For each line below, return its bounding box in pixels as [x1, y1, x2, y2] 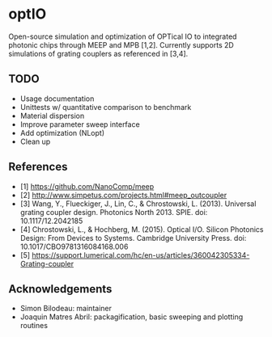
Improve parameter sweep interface [19, 119, 140, 129]
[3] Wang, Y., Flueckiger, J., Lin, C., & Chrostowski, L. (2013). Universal [19, 199, 257, 209]
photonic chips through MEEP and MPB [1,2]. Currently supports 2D [8, 40, 235, 49]
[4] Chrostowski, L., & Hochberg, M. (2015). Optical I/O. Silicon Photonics [19, 224, 264, 234]
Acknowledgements [8, 282, 113, 296]
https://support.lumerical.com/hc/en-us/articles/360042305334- [32, 250, 250, 259]
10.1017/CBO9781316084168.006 [19, 242, 129, 251]
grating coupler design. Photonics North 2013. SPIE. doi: [19, 207, 208, 217]
